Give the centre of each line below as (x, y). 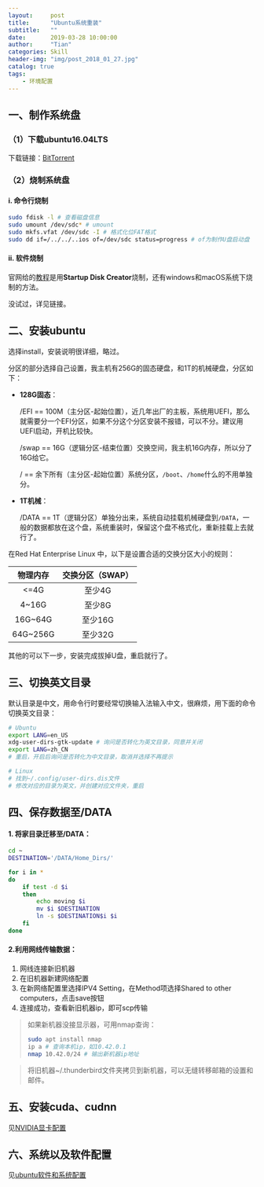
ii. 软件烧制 (26, 258)
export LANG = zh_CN (38, 750)
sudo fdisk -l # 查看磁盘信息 (54, 218)
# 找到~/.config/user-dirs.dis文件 (64, 778)
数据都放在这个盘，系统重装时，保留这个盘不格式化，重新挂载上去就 (143, 527)
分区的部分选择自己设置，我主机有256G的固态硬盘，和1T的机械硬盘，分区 (127, 368)
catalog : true (31, 67)
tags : (17, 74)
